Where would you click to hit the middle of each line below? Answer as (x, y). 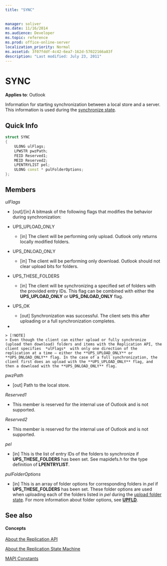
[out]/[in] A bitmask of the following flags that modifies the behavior (82, 211)
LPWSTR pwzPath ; (31, 151)
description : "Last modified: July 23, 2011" (53, 56)
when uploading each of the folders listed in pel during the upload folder (87, 494)
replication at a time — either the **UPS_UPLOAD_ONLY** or (69, 353)
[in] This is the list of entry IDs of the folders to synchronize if (75, 453)
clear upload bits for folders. (49, 266)
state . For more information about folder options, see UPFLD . (75, 499)
